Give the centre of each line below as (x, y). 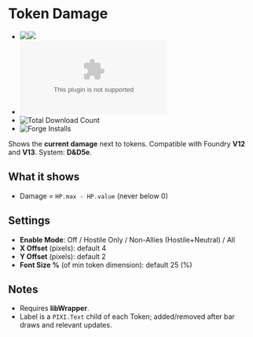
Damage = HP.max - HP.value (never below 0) (94, 196)
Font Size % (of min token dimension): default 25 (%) (106, 265)
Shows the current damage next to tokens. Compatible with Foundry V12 (127, 143)
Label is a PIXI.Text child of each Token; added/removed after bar (127, 317)
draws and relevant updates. (66, 325)
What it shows (44, 177)
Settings (29, 221)
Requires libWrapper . (54, 309)
